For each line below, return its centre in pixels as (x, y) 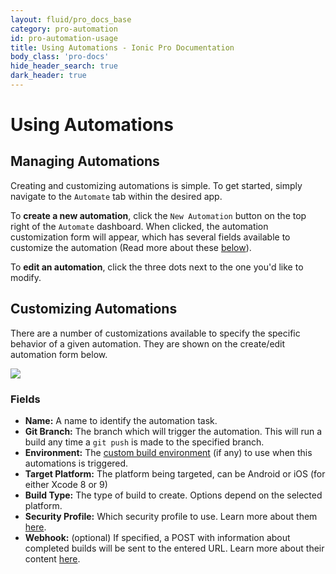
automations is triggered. (76, 463)
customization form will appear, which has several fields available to (150, 237)
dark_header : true (48, 76)
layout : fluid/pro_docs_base (71, 19)
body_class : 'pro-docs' (60, 57)
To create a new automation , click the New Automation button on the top (158, 215)
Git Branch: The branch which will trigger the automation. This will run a (173, 431)
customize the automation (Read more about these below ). (131, 247)
